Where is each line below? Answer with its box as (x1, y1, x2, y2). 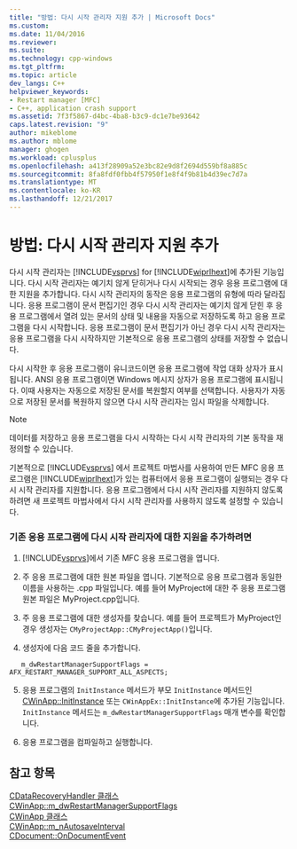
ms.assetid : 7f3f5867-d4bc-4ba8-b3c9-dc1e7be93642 (9, 112, 200, 121)
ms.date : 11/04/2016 (9, 29, 86, 38)
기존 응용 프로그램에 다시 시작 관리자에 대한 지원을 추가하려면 (9, 531, 253, 543)
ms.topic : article (9, 71, 77, 80)
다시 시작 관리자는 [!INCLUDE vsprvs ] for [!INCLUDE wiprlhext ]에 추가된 (9, 266, 262, 277)
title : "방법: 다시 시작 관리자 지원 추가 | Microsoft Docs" (9, 12, 215, 22)
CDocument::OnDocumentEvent (9, 830, 127, 841)
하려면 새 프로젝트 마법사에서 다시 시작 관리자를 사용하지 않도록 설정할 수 (9, 495, 260, 506)
